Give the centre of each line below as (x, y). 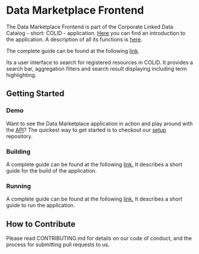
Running (19, 186)
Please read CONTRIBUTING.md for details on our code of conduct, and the (99, 239)
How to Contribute (41, 224)
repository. (19, 136)
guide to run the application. (41, 205)
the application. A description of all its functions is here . (74, 39)
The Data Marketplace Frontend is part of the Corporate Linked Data (90, 27)
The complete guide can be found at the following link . (73, 50)
